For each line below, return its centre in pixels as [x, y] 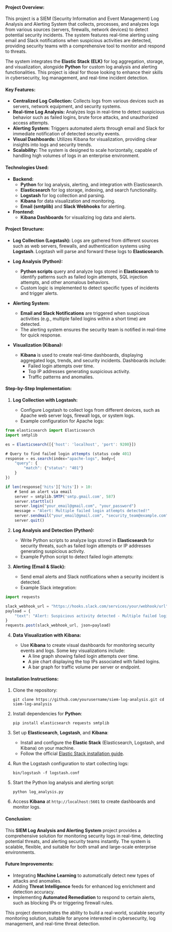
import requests [23, 597]
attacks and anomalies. [37, 881]
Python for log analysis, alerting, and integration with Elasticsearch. [92, 184]
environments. [20, 852]
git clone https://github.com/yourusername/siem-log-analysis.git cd [89, 700]
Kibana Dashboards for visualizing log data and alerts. [78, 217]
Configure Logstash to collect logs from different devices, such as [90, 410]
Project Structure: [25, 229]
